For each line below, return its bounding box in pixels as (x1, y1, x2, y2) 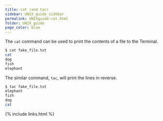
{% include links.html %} (5, 111, 54, 117)
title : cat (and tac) (5, 7, 49, 12)
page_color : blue (5, 25, 40, 30)
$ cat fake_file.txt (5, 48, 47, 53)
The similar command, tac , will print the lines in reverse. (5, 75, 117, 81)
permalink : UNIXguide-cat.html (5, 16, 69, 21)
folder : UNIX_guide (5, 20, 45, 26)
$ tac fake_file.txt (5, 84, 47, 89)
